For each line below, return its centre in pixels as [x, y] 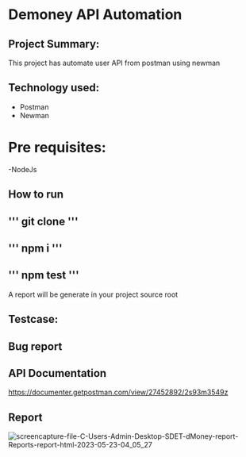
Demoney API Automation [95, 15]
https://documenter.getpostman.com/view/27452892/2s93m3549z [118, 392]
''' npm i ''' [35, 248]
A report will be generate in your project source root [93, 294]
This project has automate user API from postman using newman [114, 63]
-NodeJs [23, 169]
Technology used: [54, 88]
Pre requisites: [58, 148]
